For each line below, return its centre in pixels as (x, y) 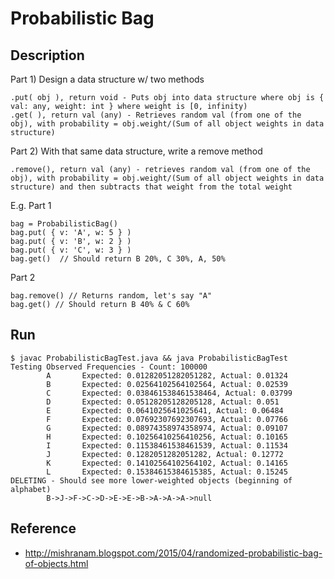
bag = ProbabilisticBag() (64, 224)
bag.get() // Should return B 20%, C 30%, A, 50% (118, 259)
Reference (43, 528)
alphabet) (31, 489)
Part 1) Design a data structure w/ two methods (107, 79)
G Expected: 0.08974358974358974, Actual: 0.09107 (167, 428)
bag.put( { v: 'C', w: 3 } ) (71, 250)
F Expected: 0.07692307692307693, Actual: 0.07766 (167, 419)
